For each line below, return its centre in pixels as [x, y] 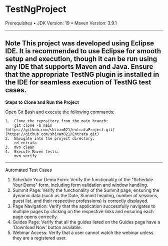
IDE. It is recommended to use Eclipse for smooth [83, 51]
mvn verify [25, 156]
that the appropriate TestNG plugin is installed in [82, 75]
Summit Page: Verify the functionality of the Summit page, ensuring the [86, 190]
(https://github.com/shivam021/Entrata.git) [52, 134]
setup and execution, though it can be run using [81, 59]
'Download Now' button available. [47, 227]
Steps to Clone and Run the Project [42, 102]
